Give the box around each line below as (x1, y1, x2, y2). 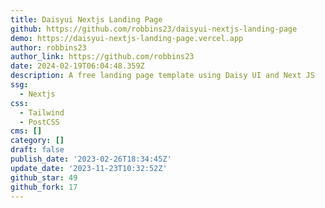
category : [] (10, 136, 65, 146)
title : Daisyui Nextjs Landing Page (10, 14, 163, 25)
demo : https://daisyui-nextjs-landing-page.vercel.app (10, 33, 244, 43)
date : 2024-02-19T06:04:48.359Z (10, 61, 145, 71)
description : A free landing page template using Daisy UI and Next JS (10, 71, 315, 81)
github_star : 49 (10, 172, 78, 183)
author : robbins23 (10, 42, 87, 53)
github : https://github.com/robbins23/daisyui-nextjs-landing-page (10, 24, 298, 34)
